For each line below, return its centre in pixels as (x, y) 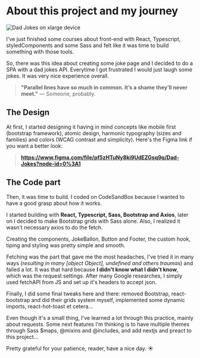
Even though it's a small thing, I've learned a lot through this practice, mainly (100, 317)
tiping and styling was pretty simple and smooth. (66, 245)
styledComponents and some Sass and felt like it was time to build (87, 45)
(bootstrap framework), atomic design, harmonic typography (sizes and (94, 133)
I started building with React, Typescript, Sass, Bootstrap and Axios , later (97, 214)
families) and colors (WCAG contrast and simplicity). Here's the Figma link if (99, 139)
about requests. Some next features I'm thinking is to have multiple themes (98, 324)
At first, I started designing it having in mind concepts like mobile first (91, 127)
